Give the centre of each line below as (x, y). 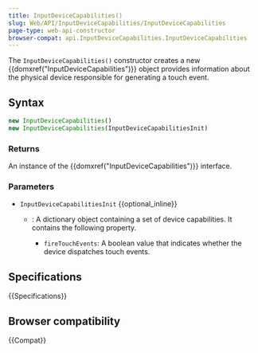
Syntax (26, 102)
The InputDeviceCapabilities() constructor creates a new (104, 61)
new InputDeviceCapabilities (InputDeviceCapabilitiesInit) (108, 128)
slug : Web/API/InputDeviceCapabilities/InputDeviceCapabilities (117, 23)
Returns (24, 148)
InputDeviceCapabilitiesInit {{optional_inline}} (98, 204)
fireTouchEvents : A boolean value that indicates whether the (143, 243)
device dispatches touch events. (97, 252)
